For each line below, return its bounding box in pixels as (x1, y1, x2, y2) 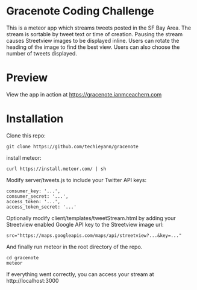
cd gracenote (6, 254, 39, 260)
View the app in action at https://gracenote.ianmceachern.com (6, 90, 162, 98)
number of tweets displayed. (6, 49, 77, 57)
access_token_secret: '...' (6, 204, 77, 210)
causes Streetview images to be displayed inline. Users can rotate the (6, 37, 180, 44)
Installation (6, 112, 64, 126)
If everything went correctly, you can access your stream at (6, 270, 155, 278)
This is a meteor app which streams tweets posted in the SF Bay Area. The (6, 24, 192, 31)
